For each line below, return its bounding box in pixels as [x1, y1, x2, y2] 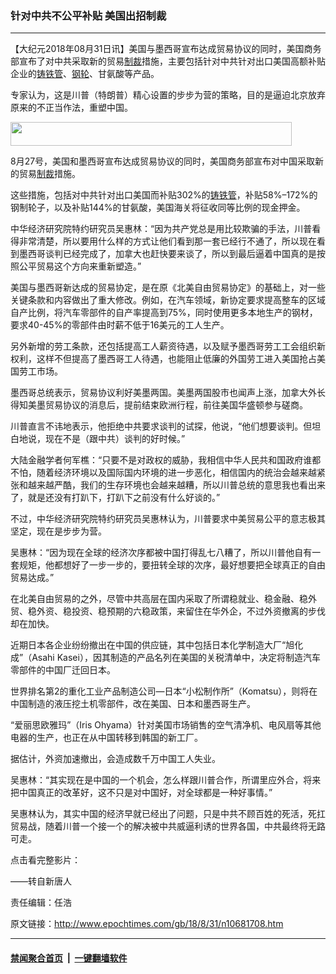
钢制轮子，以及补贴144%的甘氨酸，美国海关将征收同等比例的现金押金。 [10, 202, 306, 214]
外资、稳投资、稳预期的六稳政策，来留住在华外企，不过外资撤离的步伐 [36, 605, 326, 617]
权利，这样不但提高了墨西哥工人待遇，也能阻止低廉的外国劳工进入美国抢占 [10, 353, 317, 365]
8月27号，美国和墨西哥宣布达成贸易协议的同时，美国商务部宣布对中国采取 [10, 155, 316, 167]
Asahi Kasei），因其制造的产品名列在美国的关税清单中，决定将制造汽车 [31, 652, 321, 664]
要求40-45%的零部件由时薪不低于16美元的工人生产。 [10, 319, 230, 331]
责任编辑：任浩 [10, 897, 72, 909]
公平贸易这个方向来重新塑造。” [18, 260, 142, 272]
